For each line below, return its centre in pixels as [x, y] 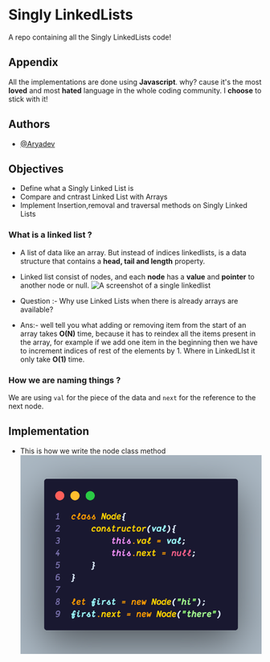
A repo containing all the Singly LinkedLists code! [90, 37]
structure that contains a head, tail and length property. [112, 261]
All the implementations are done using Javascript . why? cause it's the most [135, 81]
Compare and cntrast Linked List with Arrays [94, 197]
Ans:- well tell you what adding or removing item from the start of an [133, 325]
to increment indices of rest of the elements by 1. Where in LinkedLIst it [137, 350]
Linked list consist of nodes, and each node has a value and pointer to [137, 276]
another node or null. [55, 285]
